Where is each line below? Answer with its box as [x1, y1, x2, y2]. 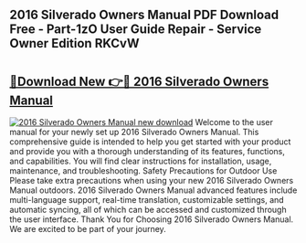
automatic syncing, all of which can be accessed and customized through [9, 205, 287, 215]
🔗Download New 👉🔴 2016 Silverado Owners [9, 73, 269, 90]
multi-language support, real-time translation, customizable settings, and [9, 195, 285, 205]
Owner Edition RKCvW [9, 36, 140, 51]
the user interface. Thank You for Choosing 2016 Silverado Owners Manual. [9, 214, 294, 225]
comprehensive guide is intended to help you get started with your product [9, 136, 291, 147]
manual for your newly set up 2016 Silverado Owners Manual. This [9, 127, 259, 137]
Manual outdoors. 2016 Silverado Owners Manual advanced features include [9, 185, 298, 195]
